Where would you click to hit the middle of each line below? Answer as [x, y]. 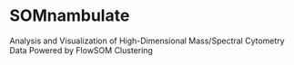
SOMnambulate [70, 16]
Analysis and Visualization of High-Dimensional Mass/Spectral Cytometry [147, 41]
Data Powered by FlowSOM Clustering [81, 50]
